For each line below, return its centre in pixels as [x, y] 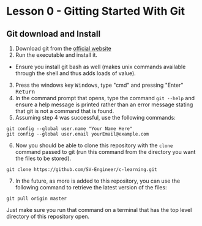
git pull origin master [37, 199]
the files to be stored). [43, 158]
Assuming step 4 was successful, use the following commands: [95, 118]
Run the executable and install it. [56, 55]
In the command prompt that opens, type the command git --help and [105, 98]
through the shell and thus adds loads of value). [75, 73]
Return [25, 92]
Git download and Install [54, 34]
